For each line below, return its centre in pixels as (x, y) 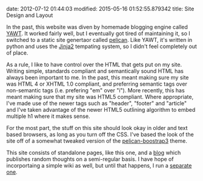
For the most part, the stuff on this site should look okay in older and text (97, 128)
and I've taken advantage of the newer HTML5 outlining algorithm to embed (101, 110)
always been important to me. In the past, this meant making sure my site (98, 77)
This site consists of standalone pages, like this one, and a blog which (94, 152)
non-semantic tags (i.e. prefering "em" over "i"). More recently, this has (95, 90)
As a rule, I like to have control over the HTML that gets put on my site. (94, 64)
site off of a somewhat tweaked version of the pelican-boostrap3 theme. (97, 141)
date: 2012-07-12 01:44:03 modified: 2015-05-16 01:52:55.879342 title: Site (100, 9)
